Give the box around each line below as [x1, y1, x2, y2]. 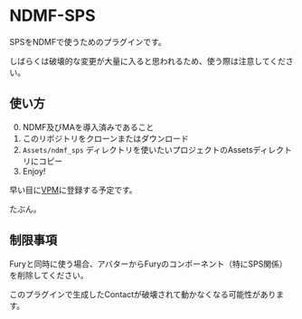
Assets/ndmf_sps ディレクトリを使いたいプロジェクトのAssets [22, 144, 253, 155]
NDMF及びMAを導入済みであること [22, 121, 155, 132]
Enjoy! [22, 165, 46, 176]
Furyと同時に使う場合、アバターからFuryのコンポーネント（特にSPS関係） [9, 258, 288, 269]
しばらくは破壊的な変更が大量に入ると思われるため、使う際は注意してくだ [9, 55, 287, 66]
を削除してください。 [9, 269, 89, 280]
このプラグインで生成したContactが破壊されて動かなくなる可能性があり [9, 288, 277, 299]
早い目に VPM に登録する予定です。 [9, 184, 137, 195]
